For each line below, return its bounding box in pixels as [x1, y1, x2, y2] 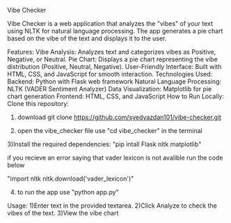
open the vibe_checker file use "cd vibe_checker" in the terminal [17, 127, 203, 134]
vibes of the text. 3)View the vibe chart [7, 209, 119, 217]
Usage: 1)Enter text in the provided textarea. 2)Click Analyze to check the [7, 201, 217, 210]
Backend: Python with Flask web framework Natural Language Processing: [7, 77, 221, 86]
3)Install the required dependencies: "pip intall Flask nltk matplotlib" [7, 140, 202, 148]
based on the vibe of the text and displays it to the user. [7, 34, 167, 43]
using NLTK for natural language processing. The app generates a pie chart [7, 27, 223, 35]
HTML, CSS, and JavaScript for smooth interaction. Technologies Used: [7, 70, 213, 78]
